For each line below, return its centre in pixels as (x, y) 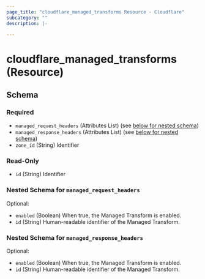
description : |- (27, 23)
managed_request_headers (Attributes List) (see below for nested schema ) (107, 125)
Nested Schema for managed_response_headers (75, 237)
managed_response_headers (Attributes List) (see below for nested (97, 132)
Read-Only (23, 161)
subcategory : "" (27, 18)
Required (20, 112)
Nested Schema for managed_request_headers (73, 190)
